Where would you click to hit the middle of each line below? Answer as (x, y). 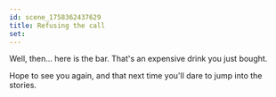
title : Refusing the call (57, 26)
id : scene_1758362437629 (55, 17)
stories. (23, 86)
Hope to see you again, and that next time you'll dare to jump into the (136, 76)
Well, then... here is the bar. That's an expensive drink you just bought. (138, 59)
